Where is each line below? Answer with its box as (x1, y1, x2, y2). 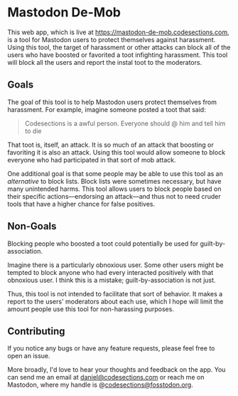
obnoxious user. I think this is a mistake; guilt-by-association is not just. (7, 276, 216, 284)
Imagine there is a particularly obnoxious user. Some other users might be (7, 261, 224, 269)
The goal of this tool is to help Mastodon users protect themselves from (7, 98, 217, 106)
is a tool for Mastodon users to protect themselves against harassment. (7, 35, 216, 43)
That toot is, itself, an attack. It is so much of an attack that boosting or (7, 140, 215, 149)
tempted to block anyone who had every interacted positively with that (7, 268, 214, 276)
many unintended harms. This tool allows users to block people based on (7, 184, 222, 193)
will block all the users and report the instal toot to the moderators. (7, 58, 202, 66)
